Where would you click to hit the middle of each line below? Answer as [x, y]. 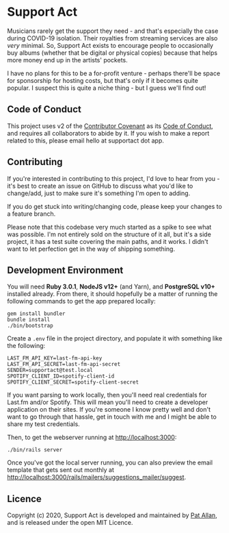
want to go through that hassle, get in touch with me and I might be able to [112, 417]
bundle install [29, 320]
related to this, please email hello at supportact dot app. [85, 140]
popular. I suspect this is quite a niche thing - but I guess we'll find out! [107, 88]
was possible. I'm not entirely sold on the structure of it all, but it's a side [109, 234]
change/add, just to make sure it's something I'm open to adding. [99, 193]
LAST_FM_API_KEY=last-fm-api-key [55, 358]
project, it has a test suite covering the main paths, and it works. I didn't [108, 241]
